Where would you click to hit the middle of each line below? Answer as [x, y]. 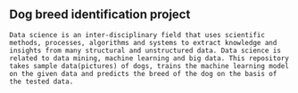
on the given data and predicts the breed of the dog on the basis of [143, 74]
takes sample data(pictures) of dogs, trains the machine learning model [149, 66]
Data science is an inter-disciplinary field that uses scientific [137, 35]
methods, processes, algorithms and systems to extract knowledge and [143, 43]
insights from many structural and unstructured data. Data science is [145, 50]
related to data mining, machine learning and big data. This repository [149, 58]
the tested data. [41, 81]
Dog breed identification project [100, 15]
